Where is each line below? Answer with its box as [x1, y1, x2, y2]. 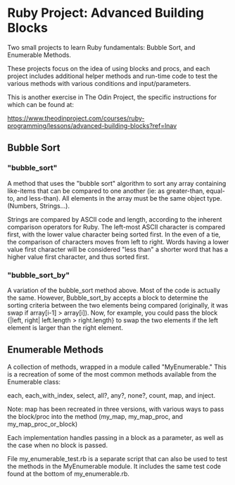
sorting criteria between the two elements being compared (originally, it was [7, 301, 229, 309]
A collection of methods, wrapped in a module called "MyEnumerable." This [7, 363, 227, 371]
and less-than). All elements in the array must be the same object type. [16, 194, 222, 202]
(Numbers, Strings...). [7, 201, 70, 210]
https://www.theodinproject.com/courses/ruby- [7, 114, 145, 122]
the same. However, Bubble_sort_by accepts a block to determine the [7, 294, 209, 302]
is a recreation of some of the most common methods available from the [7, 370, 217, 378]
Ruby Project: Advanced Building [7, 5, 204, 21]
